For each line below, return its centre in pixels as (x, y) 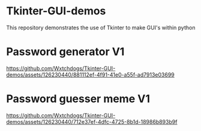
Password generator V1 (65, 52)
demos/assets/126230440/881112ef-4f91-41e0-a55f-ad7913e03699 (91, 74)
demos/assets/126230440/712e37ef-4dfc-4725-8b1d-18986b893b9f (92, 121)
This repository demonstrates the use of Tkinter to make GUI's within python (101, 28)
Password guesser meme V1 (78, 99)
